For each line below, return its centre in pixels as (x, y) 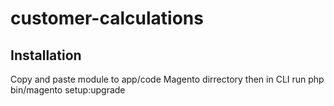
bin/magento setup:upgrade (68, 90)
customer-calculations (107, 18)
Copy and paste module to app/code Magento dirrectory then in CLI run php (167, 79)
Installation (46, 55)
